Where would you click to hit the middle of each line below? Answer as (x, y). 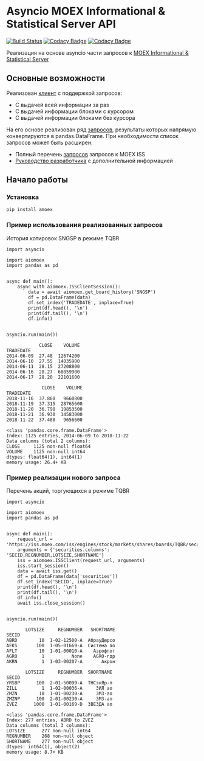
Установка (23, 197)
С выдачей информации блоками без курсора (75, 117)
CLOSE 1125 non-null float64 (49, 446)
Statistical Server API (61, 24)
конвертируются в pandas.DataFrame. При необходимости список (93, 136)
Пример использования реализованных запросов (85, 225)
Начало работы (37, 180)
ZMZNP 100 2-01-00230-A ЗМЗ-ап (59, 699)
